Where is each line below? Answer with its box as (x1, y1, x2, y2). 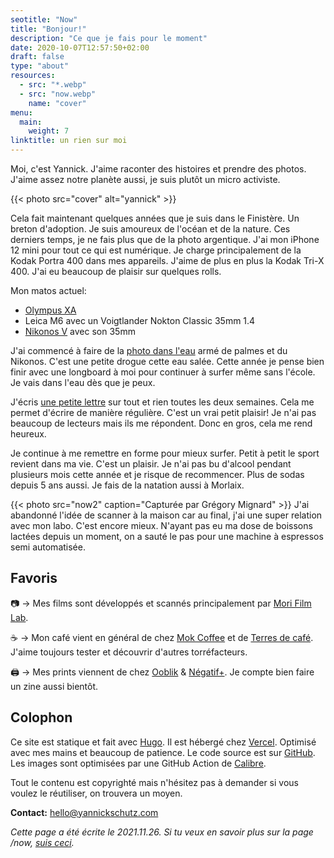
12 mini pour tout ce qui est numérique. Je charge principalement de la (10, 244, 302, 256)
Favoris (10, 570, 58, 587)
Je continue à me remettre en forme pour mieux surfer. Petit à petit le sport (10, 447, 320, 459)
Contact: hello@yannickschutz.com (10, 806, 159, 818)
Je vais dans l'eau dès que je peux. (10, 377, 156, 388)
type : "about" (10, 61, 70, 71)
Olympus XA (24, 304, 77, 316)
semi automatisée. (10, 541, 86, 553)
